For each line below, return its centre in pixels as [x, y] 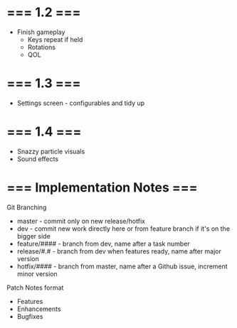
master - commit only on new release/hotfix [81, 221]
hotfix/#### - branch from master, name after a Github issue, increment [122, 266]
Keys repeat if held [55, 39]
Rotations [42, 47]
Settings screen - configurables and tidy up [81, 103]
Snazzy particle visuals [51, 151]
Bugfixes [30, 316]
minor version [37, 273]
